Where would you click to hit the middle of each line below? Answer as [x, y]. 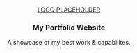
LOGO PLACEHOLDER [69, 10]
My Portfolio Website [69, 28]
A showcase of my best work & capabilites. [69, 43]
